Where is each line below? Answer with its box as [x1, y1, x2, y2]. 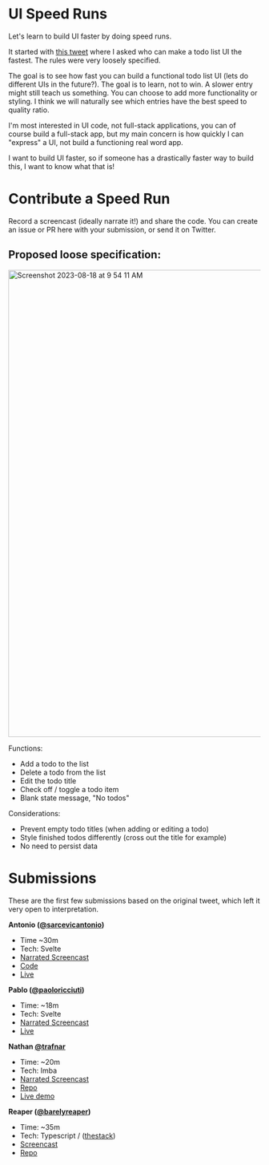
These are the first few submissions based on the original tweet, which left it [8, 896, 260, 905]
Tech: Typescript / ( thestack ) [19, 1131, 116, 1140]
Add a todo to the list [19, 758, 90, 768]
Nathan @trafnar [8, 1042, 66, 1051]
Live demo [19, 1091, 55, 1101]
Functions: [8, 743, 43, 753]
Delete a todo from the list [19, 767, 106, 777]
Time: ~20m [19, 1057, 61, 1066]
